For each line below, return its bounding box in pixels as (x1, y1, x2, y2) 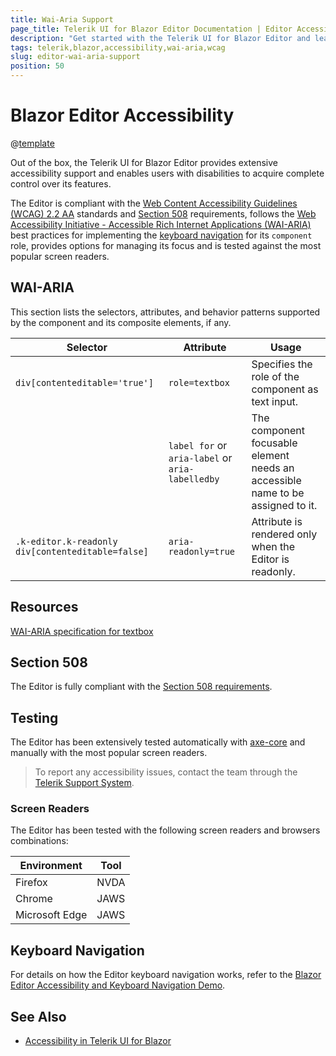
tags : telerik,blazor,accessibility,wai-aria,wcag (10, 42, 226, 53)
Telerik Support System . (34, 777, 135, 789)
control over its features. (10, 177, 112, 190)
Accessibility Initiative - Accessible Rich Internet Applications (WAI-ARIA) (10, 218, 312, 230)
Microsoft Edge (15, 908, 88, 922)
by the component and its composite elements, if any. (10, 316, 232, 328)
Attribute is (251, 514, 303, 528)
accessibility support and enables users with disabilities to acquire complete (10, 167, 325, 179)
